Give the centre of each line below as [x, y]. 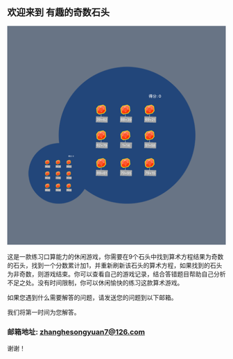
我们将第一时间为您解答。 [44, 312]
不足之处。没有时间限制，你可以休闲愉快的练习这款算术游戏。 [95, 283]
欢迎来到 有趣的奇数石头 [58, 12]
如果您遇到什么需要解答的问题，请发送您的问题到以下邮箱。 [92, 297]
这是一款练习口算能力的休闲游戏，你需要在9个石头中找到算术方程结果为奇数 [115, 256]
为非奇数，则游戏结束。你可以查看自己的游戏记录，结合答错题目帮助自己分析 [116, 274]
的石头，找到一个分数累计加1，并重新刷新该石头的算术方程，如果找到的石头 [115, 265]
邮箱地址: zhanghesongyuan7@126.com [76, 332]
